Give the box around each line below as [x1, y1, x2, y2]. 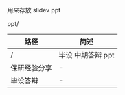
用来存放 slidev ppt [7, 6, 61, 14]
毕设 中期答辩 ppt [58, 51, 115, 59]
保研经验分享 [10, 64, 53, 72]
